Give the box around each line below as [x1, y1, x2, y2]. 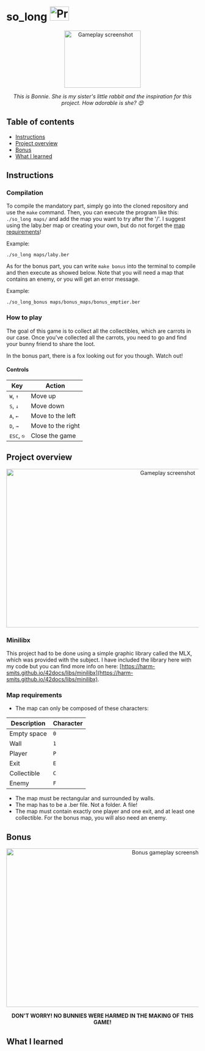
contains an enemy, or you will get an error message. [6, 275, 140, 283]
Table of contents [6, 117, 74, 128]
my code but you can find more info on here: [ [6, 663, 122, 670]
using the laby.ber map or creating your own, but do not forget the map [6, 222, 185, 229]
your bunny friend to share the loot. [6, 340, 96, 347]
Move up [31, 391, 56, 400]
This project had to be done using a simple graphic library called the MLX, [6, 650, 192, 657]
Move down [31, 402, 65, 410]
